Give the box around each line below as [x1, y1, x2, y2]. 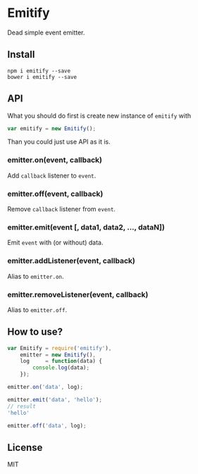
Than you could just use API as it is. [7, 137, 111, 146]
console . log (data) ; [32, 364, 90, 371]
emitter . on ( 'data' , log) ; [7, 384, 83, 391]
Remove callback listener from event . [7, 205, 116, 213]
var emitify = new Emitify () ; [7, 125, 97, 132]
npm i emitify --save [7, 67, 71, 75]
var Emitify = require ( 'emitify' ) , [7, 344, 112, 351]
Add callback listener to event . [7, 171, 97, 180]
